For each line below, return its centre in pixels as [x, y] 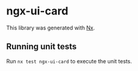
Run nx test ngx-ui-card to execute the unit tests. [69, 61]
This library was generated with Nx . [51, 28]
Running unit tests [41, 47]
